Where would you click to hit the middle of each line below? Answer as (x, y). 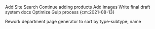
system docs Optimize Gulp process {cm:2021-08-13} (60, 12)
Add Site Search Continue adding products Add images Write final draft (78, 7)
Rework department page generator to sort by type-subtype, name (73, 22)
